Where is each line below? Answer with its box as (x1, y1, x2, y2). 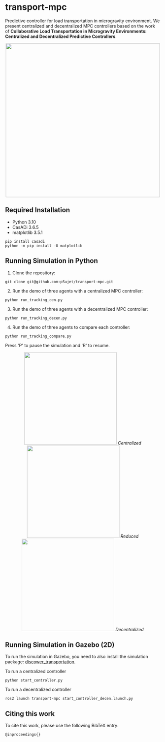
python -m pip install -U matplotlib (5, 243, 83, 248)
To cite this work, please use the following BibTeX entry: (5, 723, 119, 729)
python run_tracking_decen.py (5, 316, 67, 321)
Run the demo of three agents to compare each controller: (12, 324, 131, 330)
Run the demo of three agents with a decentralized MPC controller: (12, 306, 148, 312)
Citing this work (5, 710, 55, 718)
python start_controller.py (5, 678, 63, 683)
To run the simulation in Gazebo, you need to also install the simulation (5, 654, 149, 660)
